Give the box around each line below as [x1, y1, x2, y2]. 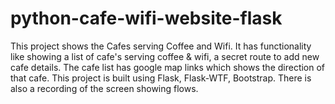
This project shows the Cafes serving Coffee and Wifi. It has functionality [10, 40, 312, 52]
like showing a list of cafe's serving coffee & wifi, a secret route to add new [10, 50, 320, 62]
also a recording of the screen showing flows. [10, 82, 199, 94]
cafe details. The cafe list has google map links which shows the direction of [10, 61, 326, 73]
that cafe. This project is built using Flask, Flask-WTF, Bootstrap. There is [10, 72, 312, 84]
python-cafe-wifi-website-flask [10, 7, 283, 30]
